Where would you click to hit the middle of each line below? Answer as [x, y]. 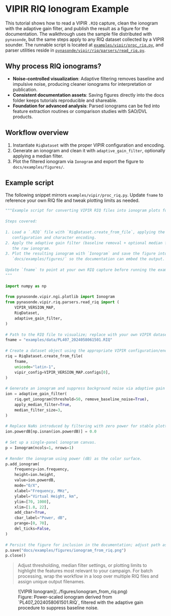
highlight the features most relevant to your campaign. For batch [85, 571]
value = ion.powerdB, [35, 480]
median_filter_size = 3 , [38, 410]
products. [23, 117]
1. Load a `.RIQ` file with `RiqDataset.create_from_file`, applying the [85, 232]
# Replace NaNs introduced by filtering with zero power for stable [79, 426]
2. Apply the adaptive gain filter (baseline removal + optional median [84, 243]
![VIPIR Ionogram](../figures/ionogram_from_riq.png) [73, 591]
